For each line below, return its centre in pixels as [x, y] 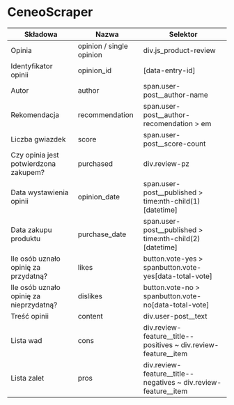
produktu [25, 238]
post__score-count [174, 144]
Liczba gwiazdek [38, 139]
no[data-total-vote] [176, 305]
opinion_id [95, 70]
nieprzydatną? [34, 305]
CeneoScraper [50, 12]
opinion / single [103, 46]
